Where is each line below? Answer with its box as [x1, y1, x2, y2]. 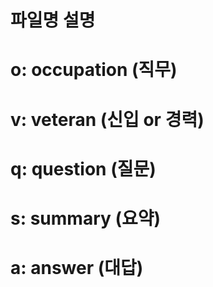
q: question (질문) [10, 157, 157, 180]
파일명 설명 [10, 9, 96, 32]
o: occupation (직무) [10, 59, 178, 81]
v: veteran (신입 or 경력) [10, 108, 205, 131]
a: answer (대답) [10, 257, 144, 280]
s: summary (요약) [10, 207, 162, 230]
